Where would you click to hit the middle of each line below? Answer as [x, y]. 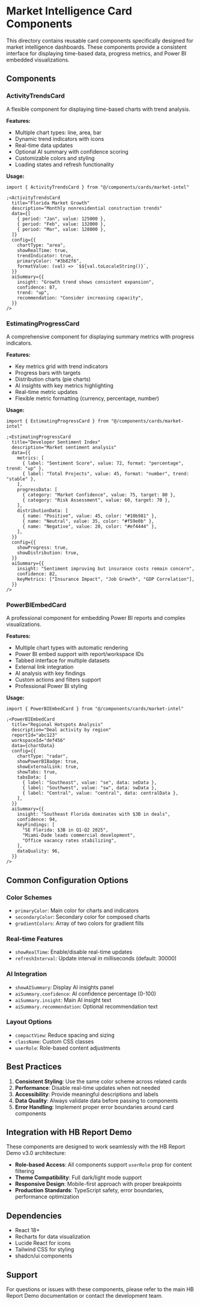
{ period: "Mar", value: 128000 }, [62, 229]
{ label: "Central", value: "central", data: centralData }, [100, 793]
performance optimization [47, 1197]
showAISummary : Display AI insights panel [64, 987]
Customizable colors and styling [55, 158]
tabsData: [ [32, 778]
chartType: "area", [41, 245]
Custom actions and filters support [58, 680]
